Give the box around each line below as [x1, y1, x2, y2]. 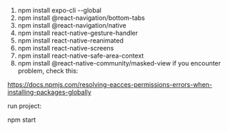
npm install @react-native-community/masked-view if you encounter [17, 59, 222, 67]
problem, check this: [17, 67, 79, 75]
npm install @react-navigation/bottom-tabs [17, 14, 145, 22]
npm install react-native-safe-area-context [17, 51, 144, 60]
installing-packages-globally [7, 88, 91, 96]
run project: [7, 102, 41, 110]
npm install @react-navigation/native [17, 21, 127, 29]
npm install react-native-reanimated [17, 36, 124, 45]
